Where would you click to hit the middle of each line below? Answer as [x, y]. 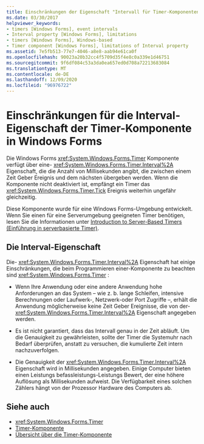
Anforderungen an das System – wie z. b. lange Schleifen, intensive [99, 293]
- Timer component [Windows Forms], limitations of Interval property [97, 46]
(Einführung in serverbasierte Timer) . [53, 228]
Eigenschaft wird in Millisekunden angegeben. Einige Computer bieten [103, 368]
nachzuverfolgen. [37, 350]
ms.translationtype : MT [36, 68]
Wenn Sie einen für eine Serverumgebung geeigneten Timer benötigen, [96, 215]
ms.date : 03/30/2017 [32, 18]
